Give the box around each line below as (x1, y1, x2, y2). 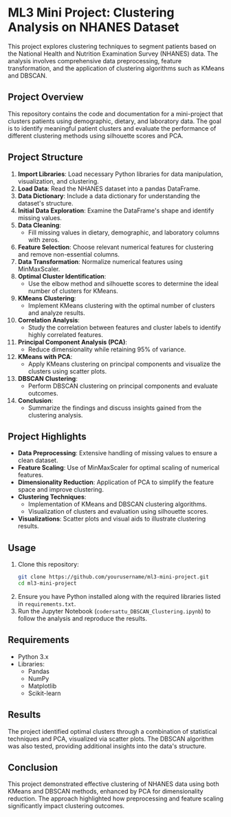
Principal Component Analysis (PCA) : (17, 338, 128, 346)
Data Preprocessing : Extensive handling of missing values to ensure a (17, 449, 217, 457)
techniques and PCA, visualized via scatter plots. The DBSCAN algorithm (8, 734, 214, 743)
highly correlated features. (27, 330, 104, 338)
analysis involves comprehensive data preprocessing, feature (8, 56, 181, 65)
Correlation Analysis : (17, 316, 80, 324)
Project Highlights (8, 431, 87, 442)
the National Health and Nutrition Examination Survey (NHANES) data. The (8, 50, 219, 58)
